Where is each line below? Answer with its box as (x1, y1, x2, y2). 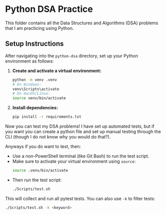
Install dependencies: (12, 105, 58, 111)
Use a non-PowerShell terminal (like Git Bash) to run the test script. (12, 153, 150, 159)
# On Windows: (12, 82, 42, 87)
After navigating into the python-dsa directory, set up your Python (5, 53, 139, 59)
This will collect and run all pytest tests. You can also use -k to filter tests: (5, 195, 155, 202)
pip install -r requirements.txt (12, 114, 82, 120)
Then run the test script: (12, 177, 62, 183)
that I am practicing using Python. (5, 25, 74, 31)
